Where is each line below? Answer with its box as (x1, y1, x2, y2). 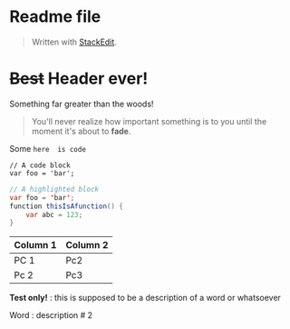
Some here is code (9, 143, 86, 154)
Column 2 (65, 239, 109, 252)
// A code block (9, 161, 71, 170)
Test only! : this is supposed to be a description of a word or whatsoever (9, 293, 281, 304)
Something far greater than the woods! (9, 98, 154, 109)
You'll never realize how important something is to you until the (31, 115, 267, 126)
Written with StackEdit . (31, 36, 118, 47)
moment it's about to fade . (31, 125, 131, 136)
